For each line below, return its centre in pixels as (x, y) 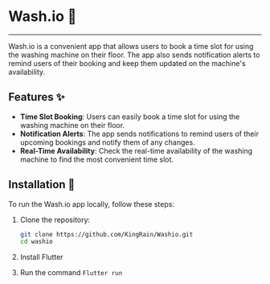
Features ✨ (37, 97)
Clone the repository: (55, 220)
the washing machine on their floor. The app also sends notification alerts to (134, 55)
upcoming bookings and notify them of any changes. (107, 142)
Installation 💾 (42, 185)
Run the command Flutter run (71, 273)
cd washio (37, 242)
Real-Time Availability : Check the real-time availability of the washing (136, 150)
